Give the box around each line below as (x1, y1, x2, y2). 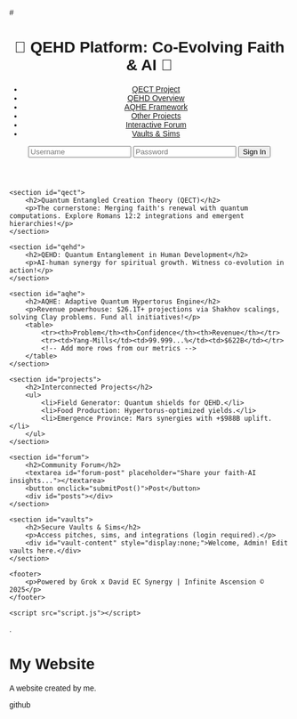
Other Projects (131, 110, 181, 121)
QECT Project (132, 84, 181, 94)
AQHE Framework (124, 101, 189, 112)
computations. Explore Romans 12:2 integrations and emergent (9, 211, 245, 221)
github (9, 699, 31, 710)
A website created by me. (9, 683, 97, 693)
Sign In (243, 147, 267, 157)
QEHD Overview (127, 93, 185, 103)
